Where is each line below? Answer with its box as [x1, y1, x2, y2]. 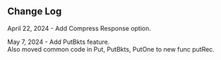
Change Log [7, 6, 62, 17]
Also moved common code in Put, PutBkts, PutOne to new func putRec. [7, 45, 215, 53]
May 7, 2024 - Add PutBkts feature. [7, 38, 110, 46]
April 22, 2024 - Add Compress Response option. [7, 24, 152, 32]
